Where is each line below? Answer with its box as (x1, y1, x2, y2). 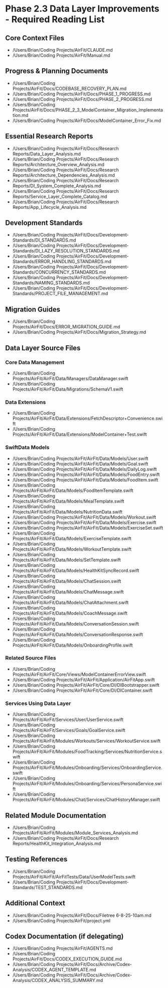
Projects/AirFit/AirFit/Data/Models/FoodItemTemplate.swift (12, 487, 134, 493)
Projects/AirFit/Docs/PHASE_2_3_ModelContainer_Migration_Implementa (12, 106, 163, 113)
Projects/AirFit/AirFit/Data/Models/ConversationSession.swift (12, 621, 139, 627)
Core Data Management (5, 358, 65, 365)
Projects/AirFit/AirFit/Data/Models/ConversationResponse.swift (12, 631, 143, 638)
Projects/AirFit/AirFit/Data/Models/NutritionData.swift (12, 509, 123, 515)
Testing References (5, 855, 68, 863)
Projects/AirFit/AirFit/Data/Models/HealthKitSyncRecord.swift (12, 567, 139, 573)
